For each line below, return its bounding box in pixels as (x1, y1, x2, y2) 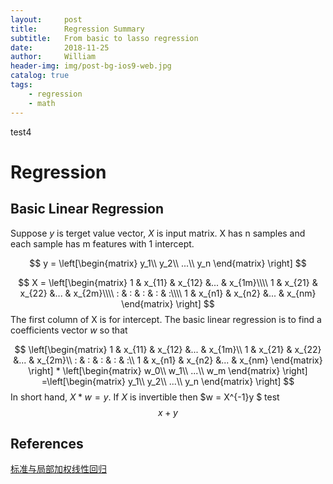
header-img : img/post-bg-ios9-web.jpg (10, 61, 172, 71)
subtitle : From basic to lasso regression (10, 33, 199, 43)
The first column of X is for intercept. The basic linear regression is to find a (10, 313, 322, 325)
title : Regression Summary (10, 24, 145, 34)
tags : (10, 80, 33, 90)
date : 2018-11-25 (10, 42, 110, 53)
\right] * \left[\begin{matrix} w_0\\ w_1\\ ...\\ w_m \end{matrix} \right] (28, 364, 308, 376)
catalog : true (10, 71, 70, 81)
